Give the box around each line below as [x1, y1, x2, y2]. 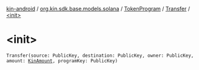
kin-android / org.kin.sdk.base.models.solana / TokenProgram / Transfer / [6, 5, 191, 12]
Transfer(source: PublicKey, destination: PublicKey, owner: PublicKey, [6, 52, 194, 59]
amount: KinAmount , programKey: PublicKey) [6, 57, 118, 64]
